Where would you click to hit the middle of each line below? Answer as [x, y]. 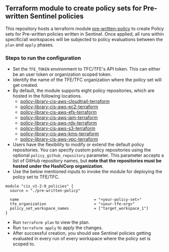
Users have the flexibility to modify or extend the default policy [78, 145]
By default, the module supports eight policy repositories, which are [83, 90]
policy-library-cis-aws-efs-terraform [58, 112]
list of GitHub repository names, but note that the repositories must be [87, 161]
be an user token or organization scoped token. [62, 74]
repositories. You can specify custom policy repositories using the [82, 150]
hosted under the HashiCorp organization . [58, 166]
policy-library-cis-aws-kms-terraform [59, 134]
